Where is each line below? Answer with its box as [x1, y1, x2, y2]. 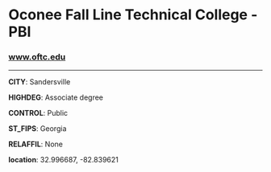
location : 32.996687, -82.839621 [8, 155, 119, 165]
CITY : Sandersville [8, 77, 71, 87]
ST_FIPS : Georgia [8, 124, 67, 133]
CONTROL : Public [8, 109, 69, 118]
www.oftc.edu [8, 51, 66, 63]
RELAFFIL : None [8, 139, 63, 149]
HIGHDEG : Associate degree [8, 92, 103, 102]
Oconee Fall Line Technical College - [8, 6, 258, 24]
